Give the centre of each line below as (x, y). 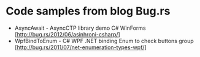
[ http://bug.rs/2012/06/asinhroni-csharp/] (67, 34)
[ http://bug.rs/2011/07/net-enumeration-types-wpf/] (80, 47)
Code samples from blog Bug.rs (88, 11)
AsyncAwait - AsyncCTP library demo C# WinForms (80, 28)
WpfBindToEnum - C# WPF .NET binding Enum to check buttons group (104, 41)
